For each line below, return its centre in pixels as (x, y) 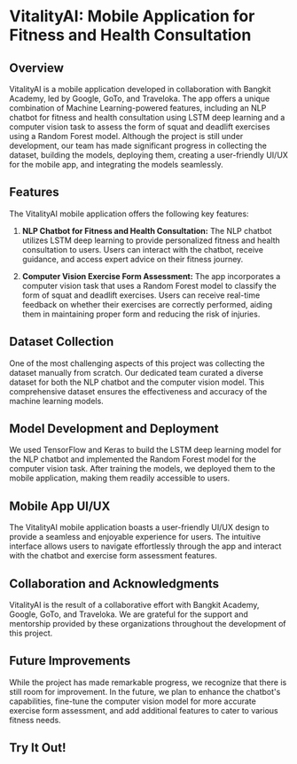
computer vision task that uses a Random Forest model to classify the (149, 285)
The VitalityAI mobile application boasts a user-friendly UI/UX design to (139, 527)
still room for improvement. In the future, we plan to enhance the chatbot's (145, 691)
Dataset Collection (62, 342)
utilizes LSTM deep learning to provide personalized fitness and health (151, 240)
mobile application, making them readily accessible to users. (120, 478)
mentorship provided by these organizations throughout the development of (148, 624)
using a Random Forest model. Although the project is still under (126, 136)
